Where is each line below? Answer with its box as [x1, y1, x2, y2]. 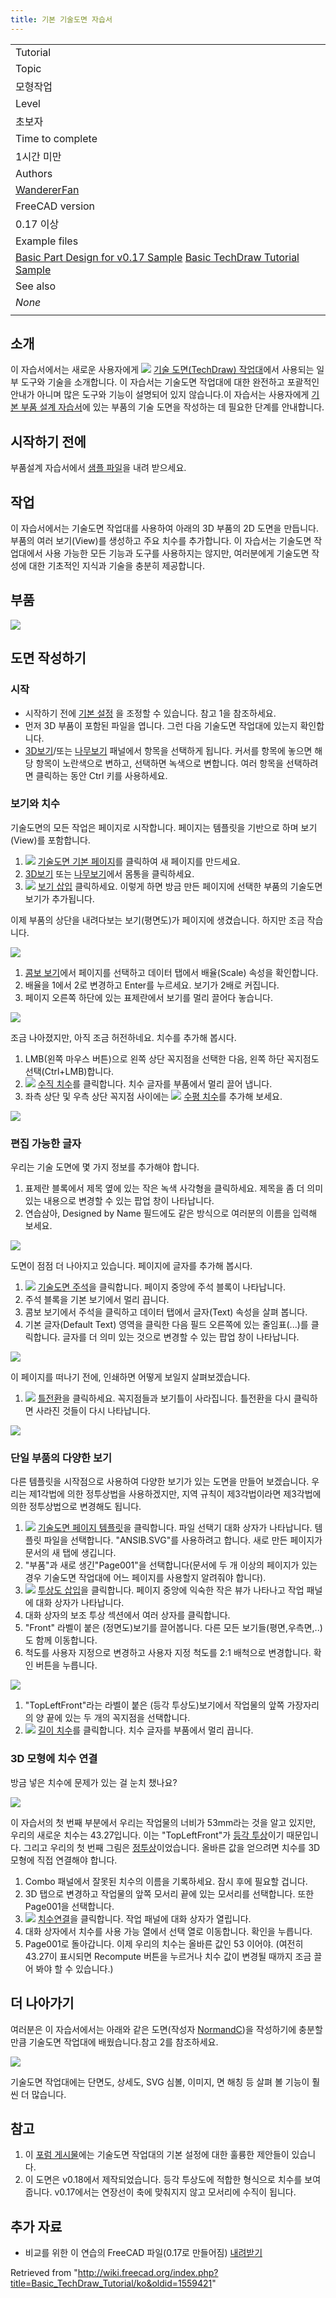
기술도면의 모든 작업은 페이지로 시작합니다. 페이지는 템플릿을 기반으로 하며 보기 [10, 821, 318, 833]
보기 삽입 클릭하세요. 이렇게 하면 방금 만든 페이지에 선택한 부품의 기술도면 [37, 880, 323, 892]
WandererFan [15, 182, 80, 196]
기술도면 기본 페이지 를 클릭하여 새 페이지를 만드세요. [37, 855, 241, 867]
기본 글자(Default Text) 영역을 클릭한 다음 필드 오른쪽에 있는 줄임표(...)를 [24, 1319, 309, 1331]
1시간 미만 [15, 149, 62, 163]
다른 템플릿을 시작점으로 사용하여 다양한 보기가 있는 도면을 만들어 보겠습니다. [10, 1476, 310, 1488]
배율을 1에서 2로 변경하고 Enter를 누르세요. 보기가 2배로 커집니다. [24, 979, 280, 991]
